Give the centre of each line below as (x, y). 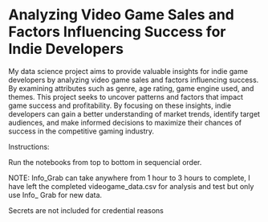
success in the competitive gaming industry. (81, 131)
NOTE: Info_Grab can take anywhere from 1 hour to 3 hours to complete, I (129, 178)
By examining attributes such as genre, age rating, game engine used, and (131, 88)
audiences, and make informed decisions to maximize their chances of (125, 122)
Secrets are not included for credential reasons (86, 210)
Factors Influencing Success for (117, 32)
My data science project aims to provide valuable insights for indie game (128, 71)
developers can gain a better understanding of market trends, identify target (134, 113)
